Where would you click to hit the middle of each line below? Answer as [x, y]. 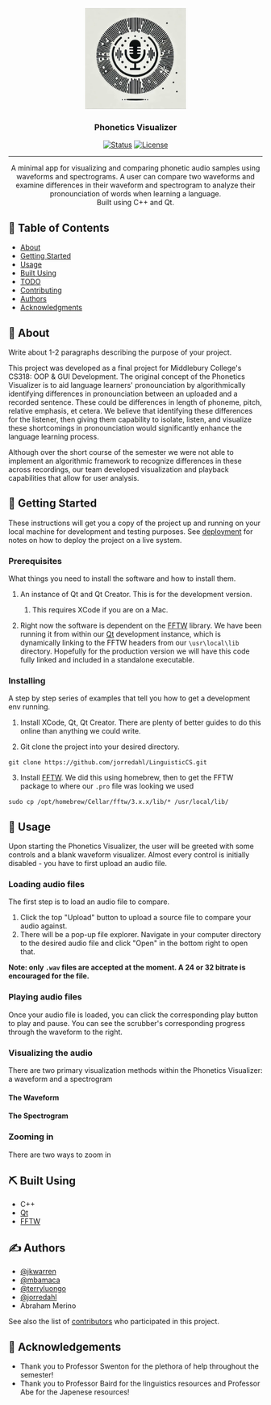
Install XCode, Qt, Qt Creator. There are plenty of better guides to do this [140, 722]
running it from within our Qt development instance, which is [121, 634]
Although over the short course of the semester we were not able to [121, 452]
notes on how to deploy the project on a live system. [95, 540]
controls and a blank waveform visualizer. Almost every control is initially [129, 855]
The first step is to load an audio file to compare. [89, 902]
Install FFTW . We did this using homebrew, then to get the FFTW [127, 778]
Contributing [41, 290]
